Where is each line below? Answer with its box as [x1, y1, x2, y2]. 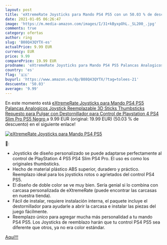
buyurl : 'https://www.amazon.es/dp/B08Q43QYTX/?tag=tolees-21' [5, 77, 139, 82]
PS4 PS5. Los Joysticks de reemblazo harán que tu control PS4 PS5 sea [12, 219, 161, 225]
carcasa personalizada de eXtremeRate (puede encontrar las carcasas [12, 187, 157, 193]
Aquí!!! [5, 234, 18, 240]
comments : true [5, 26, 37, 31]
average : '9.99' [5, 86, 39, 91]
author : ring [5, 35, 32, 40]
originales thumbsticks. [12, 161, 61, 167]
